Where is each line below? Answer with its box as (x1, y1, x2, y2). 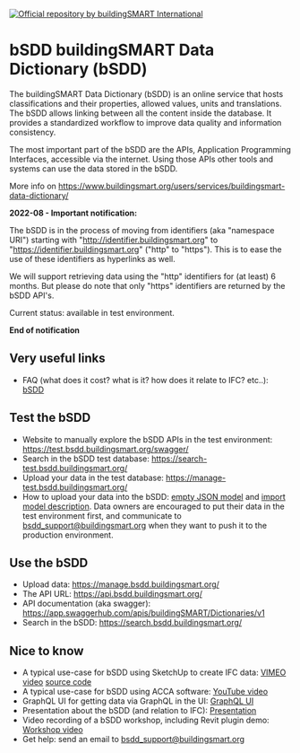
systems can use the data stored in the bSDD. (9, 162, 178, 174)
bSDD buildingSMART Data (9, 40, 215, 60)
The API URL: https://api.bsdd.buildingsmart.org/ (21, 589, 203, 600)
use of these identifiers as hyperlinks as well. (9, 253, 176, 264)
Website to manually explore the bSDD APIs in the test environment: (21, 433, 273, 444)
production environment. (21, 530, 114, 540)
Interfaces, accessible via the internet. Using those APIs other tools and (9, 153, 274, 164)
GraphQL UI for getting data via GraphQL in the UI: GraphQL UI (21, 696, 254, 706)
